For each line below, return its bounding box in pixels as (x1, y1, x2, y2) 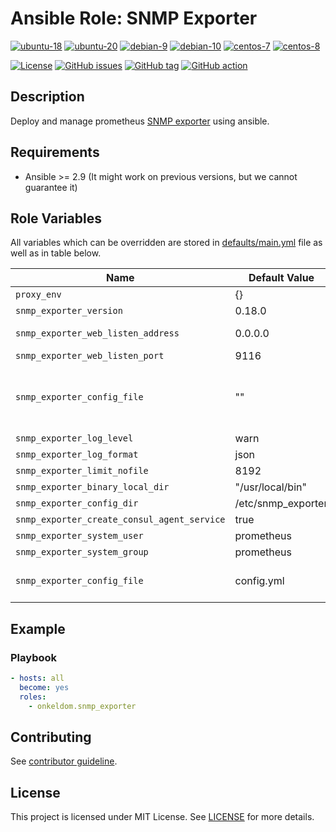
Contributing (10, 728, 92, 746)
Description (10, 88, 85, 106)
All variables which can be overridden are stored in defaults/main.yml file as (10, 237, 323, 249)
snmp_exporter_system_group (15, 547, 149, 558)
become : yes (19, 682, 70, 692)
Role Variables (10, 210, 102, 227)
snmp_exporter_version (15, 305, 123, 317)
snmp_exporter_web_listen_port (15, 350, 165, 362)
